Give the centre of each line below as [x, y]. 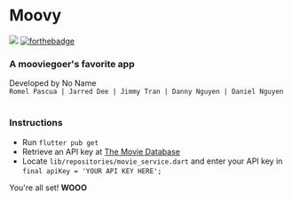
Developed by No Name [53, 83]
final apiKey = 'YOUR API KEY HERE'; [92, 171]
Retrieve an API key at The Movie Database [101, 151]
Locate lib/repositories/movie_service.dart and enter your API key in [152, 161]
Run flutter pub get [60, 142]
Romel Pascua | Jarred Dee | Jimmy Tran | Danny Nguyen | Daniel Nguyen [146, 92]
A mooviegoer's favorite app [72, 64]
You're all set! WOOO [48, 188]
